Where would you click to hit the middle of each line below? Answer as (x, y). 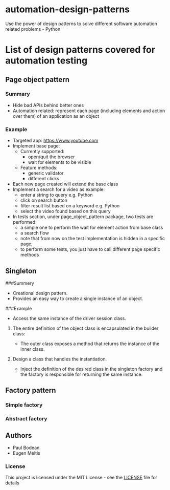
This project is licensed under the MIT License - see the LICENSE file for (81, 478)
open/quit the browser (51, 157)
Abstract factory (26, 419)
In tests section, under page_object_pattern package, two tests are (83, 217)
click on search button (44, 200)
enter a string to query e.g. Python (56, 195)
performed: (25, 222)
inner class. (32, 349)
